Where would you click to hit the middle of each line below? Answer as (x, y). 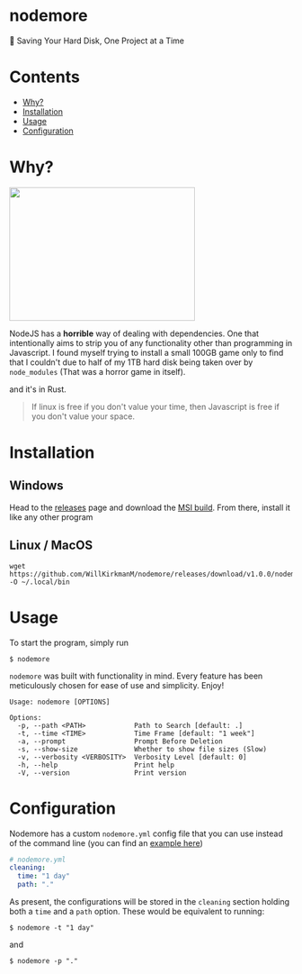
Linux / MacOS (51, 546)
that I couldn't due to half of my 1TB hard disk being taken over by (131, 362)
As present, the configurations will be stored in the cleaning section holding (150, 901)
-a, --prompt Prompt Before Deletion (120, 741)
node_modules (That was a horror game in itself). (98, 371)
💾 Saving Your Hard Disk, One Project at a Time (97, 41)
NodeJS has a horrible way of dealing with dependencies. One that (134, 333)
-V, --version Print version (102, 773)
